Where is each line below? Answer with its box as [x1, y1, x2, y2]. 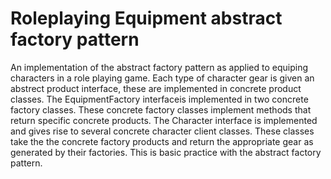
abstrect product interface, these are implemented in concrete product [10, 82, 302, 94]
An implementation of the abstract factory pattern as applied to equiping [10, 61, 309, 73]
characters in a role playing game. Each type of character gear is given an [10, 72, 315, 84]
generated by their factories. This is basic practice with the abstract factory [10, 146, 322, 158]
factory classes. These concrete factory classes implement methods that [10, 103, 312, 116]
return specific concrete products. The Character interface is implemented [10, 114, 318, 126]
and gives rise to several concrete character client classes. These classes [10, 125, 315, 137]
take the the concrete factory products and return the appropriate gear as [10, 135, 314, 147]
